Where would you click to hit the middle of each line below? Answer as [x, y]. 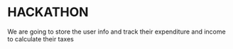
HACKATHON [48, 12]
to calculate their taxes [41, 38]
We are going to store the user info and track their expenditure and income [116, 31]
